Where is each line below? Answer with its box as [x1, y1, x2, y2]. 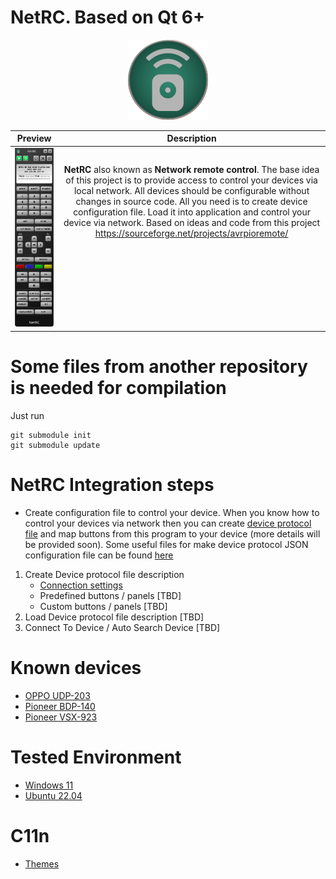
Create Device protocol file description [24, 568, 185, 580]
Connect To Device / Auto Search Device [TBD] [24, 621, 221, 633]
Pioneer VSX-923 [24, 711, 98, 723]
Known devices [10, 657, 142, 680]
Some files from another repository [10, 356, 308, 378]
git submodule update [10, 440, 101, 450]
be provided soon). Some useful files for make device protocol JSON [24, 538, 309, 550]
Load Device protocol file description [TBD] [24, 611, 205, 623]
